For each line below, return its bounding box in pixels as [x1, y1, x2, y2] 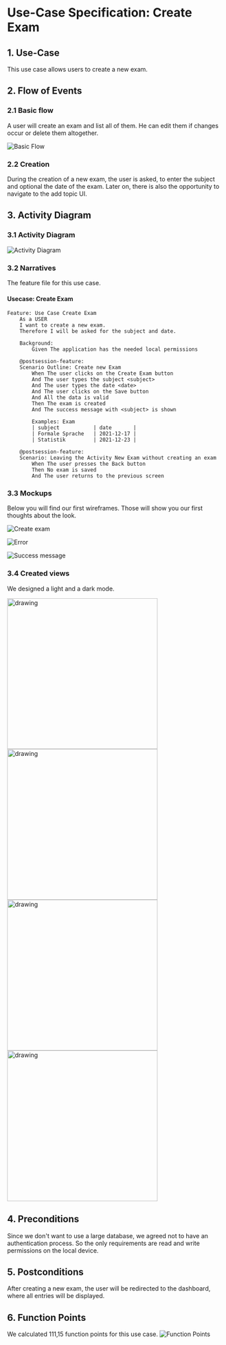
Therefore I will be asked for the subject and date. [19, 328, 177, 335]
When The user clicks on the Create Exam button [32, 370, 174, 377]
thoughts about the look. [7, 511, 77, 520]
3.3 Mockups [7, 489, 52, 498]
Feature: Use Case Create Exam [7, 310, 97, 317]
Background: [19, 340, 54, 347]
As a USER [19, 316, 48, 323]
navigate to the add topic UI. [7, 189, 87, 198]
